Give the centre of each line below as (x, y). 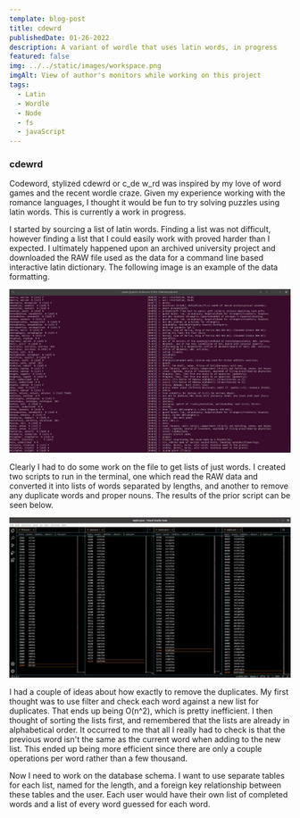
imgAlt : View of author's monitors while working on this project (135, 76)
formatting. (30, 277)
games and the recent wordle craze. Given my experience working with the (147, 193)
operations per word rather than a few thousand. (99, 758)
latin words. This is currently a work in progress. (98, 212)
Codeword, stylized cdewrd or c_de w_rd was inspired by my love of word (145, 184)
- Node (29, 113)
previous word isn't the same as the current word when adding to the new (145, 739)
